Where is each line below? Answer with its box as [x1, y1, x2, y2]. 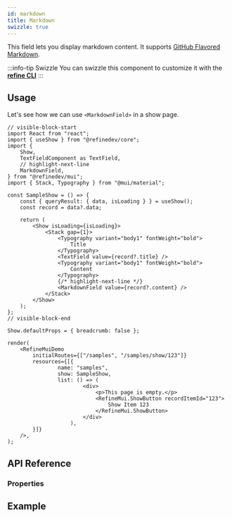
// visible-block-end [7, 315, 71, 323]
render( [7, 339, 30, 347]
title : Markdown [7, 17, 55, 24]
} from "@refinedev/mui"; [7, 173, 83, 180]
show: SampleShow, [57, 370, 112, 377]
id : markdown [7, 10, 46, 18]
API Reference [7, 457, 72, 469]
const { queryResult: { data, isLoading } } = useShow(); [20, 198, 193, 205]
